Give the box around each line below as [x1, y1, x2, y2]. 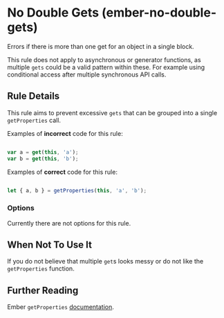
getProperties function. [7, 264, 75, 273]
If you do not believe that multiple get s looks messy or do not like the [7, 257, 204, 266]
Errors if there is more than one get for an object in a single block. [7, 42, 195, 50]
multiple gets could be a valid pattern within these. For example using [7, 63, 205, 71]
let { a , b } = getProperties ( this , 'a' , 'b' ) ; [7, 187, 147, 194]
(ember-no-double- [101, 5, 216, 21]
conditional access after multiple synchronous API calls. [7, 70, 167, 79]
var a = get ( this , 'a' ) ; [7, 148, 79, 156]
